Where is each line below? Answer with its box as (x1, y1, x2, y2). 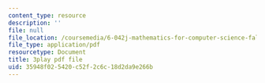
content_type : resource (8, 11, 87, 20)
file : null (8, 26, 44, 34)
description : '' (8, 19, 62, 27)
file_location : (8, 33, 58, 42)
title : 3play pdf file (8, 56, 83, 64)
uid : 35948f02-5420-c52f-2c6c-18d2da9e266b (8, 63, 154, 71)
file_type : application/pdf (8, 41, 101, 49)
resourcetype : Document (8, 48, 87, 56)
